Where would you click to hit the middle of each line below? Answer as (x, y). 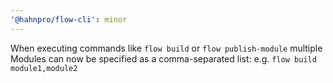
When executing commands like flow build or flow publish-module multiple (166, 48)
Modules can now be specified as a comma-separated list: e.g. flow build (163, 58)
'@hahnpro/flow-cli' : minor (69, 19)
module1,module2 (44, 68)
